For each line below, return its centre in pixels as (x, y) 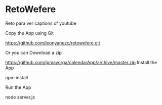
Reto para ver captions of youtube (41, 23)
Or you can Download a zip (34, 52)
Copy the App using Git (30, 33)
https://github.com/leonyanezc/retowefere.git (53, 43)
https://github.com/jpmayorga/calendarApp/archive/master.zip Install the (81, 62)
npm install (17, 77)
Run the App (18, 87)
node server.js (20, 97)
